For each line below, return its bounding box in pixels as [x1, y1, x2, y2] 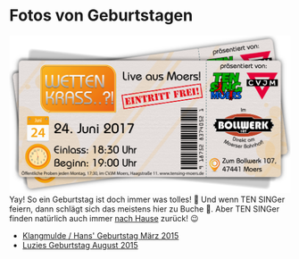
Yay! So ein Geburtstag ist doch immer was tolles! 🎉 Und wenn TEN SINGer [9, 194, 286, 205]
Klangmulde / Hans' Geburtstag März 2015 [21, 230, 179, 241]
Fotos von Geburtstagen [9, 5, 194, 26]
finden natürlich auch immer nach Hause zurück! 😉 [9, 213, 199, 223]
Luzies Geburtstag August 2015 [21, 239, 138, 250]
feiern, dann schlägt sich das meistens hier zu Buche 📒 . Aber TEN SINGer [9, 203, 279, 214]
